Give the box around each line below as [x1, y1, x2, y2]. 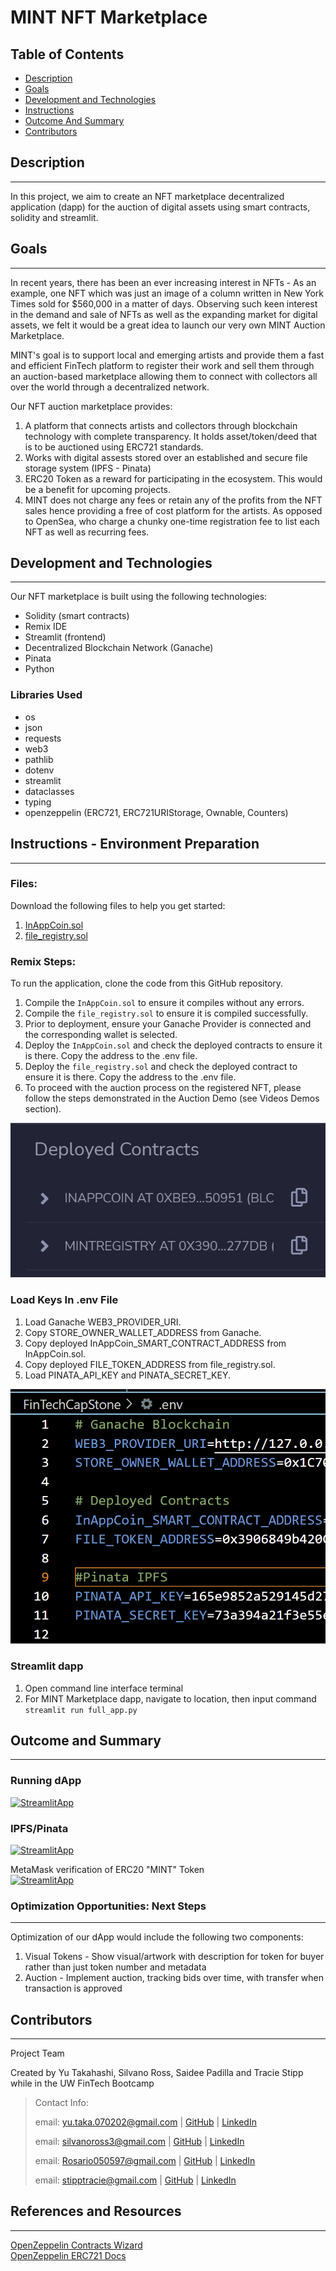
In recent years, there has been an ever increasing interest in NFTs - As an [10, 276, 317, 288]
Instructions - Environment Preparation [10, 836, 260, 853]
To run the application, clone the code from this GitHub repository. [10, 977, 284, 990]
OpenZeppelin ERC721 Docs [10, 2249, 127, 2261]
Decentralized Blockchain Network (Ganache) [24, 642, 214, 654]
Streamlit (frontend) [24, 631, 107, 643]
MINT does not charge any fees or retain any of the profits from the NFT [24, 494, 323, 506]
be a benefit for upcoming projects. [24, 483, 172, 495]
